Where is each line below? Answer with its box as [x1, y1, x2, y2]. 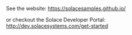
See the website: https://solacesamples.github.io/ [6, 5, 126, 12]
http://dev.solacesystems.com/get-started [6, 23, 109, 29]
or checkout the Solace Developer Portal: [6, 16, 106, 23]
